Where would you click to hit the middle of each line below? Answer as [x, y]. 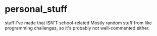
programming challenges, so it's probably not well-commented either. [77, 28]
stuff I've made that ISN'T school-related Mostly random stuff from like [78, 23]
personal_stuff [36, 9]
